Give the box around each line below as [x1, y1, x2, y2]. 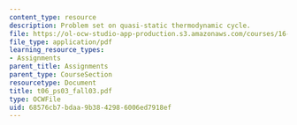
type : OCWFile [9, 94, 62, 104]
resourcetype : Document [9, 78, 97, 87]
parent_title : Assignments [9, 62, 109, 71]
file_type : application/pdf [9, 37, 113, 47]
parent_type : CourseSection [9, 70, 113, 79]
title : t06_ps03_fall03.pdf [9, 86, 113, 95]
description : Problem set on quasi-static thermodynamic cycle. [9, 21, 251, 30]
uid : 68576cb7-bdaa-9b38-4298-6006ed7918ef [9, 103, 172, 112]
